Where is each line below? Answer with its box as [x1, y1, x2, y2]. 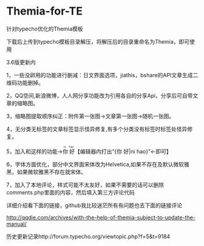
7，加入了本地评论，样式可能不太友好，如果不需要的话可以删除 [6, 181, 164, 188]
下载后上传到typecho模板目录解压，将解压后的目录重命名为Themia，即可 [6, 38, 190, 45]
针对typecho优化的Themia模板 [6, 25, 83, 32]
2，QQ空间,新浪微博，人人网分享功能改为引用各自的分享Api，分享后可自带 [6, 92, 193, 99]
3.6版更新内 [6, 58, 36, 66]
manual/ [6, 220, 27, 227]
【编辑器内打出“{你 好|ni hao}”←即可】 [74, 148, 172, 155]
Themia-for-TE [6, 4, 83, 18]
